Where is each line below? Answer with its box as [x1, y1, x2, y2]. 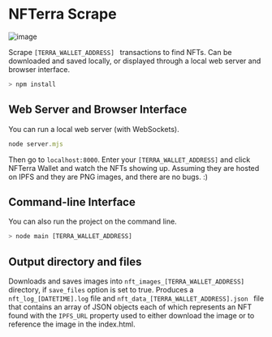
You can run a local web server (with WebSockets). [8, 124, 180, 134]
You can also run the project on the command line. [8, 216, 177, 227]
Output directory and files [8, 254, 142, 268]
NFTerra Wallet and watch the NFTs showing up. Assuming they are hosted [8, 163, 260, 173]
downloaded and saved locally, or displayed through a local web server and [8, 56, 261, 66]
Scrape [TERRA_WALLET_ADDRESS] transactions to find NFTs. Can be [8, 47, 232, 57]
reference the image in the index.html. [8, 319, 136, 329]
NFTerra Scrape [8, 5, 117, 23]
